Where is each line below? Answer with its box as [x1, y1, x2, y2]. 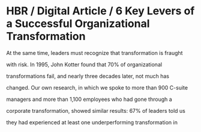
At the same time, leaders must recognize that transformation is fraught [6, 49, 183, 56]
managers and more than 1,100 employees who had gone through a [6, 96, 172, 103]
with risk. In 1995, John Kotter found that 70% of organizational [6, 61, 163, 68]
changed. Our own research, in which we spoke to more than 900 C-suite [6, 84, 188, 91]
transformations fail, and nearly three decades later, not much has [6, 72, 170, 79]
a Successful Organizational [6, 17, 150, 30]
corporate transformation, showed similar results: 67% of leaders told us [6, 107, 186, 114]
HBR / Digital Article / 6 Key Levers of [6, 4, 195, 18]
